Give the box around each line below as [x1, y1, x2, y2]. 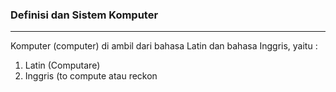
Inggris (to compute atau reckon [24, 70, 158, 82]
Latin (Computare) [24, 59, 101, 72]
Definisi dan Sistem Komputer [10, 8, 159, 22]
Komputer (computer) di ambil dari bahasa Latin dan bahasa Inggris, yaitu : [10, 40, 318, 52]
